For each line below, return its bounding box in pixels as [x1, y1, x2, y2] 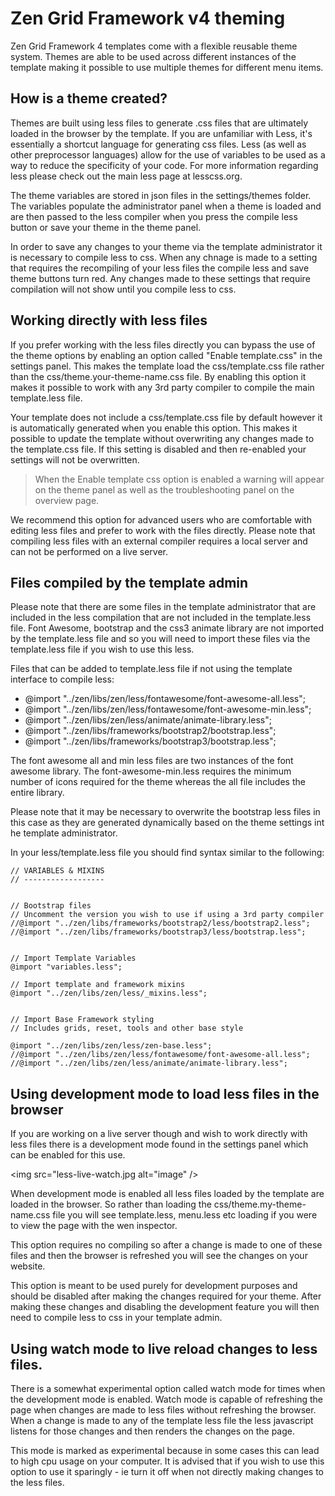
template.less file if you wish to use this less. [10, 643, 195, 656]
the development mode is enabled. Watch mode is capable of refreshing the [10, 1393, 324, 1405]
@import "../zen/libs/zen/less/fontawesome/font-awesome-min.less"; [24, 703, 312, 716]
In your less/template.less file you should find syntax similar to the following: [10, 847, 325, 859]
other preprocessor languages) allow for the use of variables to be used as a [10, 148, 326, 161]
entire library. [10, 787, 65, 799]
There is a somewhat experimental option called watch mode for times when [10, 1383, 326, 1394]
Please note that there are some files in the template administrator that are [10, 601, 317, 613]
